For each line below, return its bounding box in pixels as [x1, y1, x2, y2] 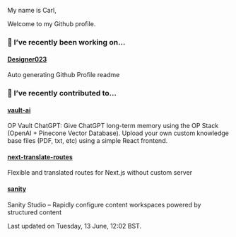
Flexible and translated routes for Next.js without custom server [7, 168, 193, 177]
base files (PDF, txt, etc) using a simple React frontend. [7, 137, 168, 145]
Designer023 [7, 54, 47, 63]
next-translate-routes [7, 152, 73, 161]
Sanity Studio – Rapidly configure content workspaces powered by [7, 200, 201, 209]
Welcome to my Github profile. [7, 20, 96, 28]
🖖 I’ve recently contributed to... [7, 88, 117, 98]
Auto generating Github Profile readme [7, 71, 120, 79]
